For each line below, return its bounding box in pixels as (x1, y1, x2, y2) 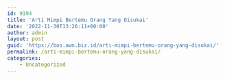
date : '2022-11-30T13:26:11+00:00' (7, 23, 109, 30)
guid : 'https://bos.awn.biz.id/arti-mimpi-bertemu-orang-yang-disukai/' (7, 42, 220, 49)
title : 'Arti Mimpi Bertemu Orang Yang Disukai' (7, 16, 149, 23)
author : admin (7, 29, 48, 36)
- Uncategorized (19, 61, 67, 68)
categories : (7, 55, 41, 62)
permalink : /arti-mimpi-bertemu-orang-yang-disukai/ (7, 49, 161, 56)
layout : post (7, 36, 45, 43)
